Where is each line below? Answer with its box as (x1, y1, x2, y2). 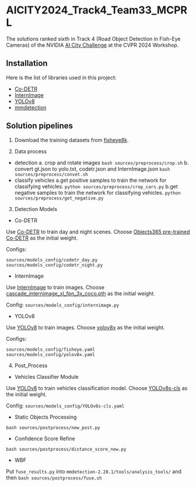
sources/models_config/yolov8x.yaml (6, 351, 95, 357)
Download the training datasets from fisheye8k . (14, 136, 129, 143)
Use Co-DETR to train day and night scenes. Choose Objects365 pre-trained (6, 228, 190, 235)
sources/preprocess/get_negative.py (14, 195, 104, 201)
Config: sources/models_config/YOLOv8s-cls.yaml (6, 402, 125, 409)
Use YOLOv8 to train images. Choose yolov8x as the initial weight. (6, 324, 165, 331)
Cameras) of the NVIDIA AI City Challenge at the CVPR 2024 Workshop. (6, 42, 179, 49)
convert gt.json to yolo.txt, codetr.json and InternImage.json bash (14, 165, 170, 172)
